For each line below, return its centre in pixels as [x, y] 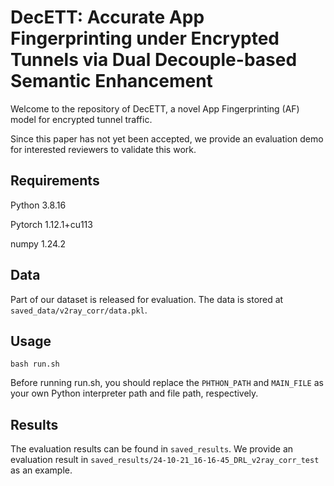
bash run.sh [35, 364]
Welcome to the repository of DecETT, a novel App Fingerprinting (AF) [155, 108]
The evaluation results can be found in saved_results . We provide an [152, 449]
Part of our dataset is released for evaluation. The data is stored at [147, 299]
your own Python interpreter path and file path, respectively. [134, 393]
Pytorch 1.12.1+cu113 [51, 224]
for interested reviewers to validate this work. [103, 149]
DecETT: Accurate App [107, 17]
